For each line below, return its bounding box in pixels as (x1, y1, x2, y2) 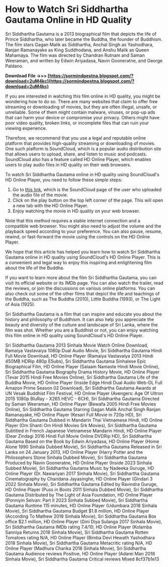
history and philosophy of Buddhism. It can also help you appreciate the (5, 316, 154, 322)
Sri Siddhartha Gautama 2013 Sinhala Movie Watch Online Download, (5, 342, 148, 348)
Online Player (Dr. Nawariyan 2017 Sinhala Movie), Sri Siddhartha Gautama (5, 470, 159, 476)
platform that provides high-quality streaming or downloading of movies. (5, 140, 156, 146)
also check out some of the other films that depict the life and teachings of (5, 290, 160, 296)
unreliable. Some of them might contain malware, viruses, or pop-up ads (5, 109, 155, 115)
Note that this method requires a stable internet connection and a (5, 217, 141, 223)
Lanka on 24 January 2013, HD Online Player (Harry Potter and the (5, 449, 143, 455)
